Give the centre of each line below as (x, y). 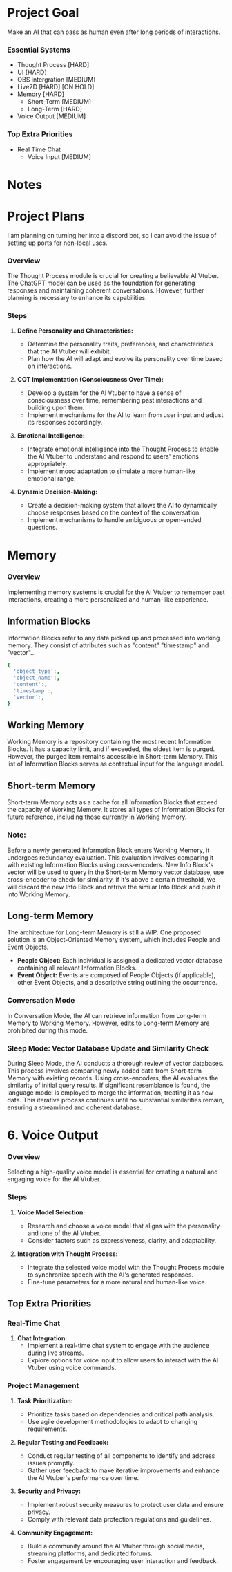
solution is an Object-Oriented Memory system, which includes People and (114, 940)
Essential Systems (39, 50)
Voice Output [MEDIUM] (51, 116)
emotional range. (51, 479)
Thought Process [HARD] (53, 65)
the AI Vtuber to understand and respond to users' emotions (113, 456)
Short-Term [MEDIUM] (59, 102)
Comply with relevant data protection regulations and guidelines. (119, 1519)
